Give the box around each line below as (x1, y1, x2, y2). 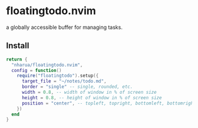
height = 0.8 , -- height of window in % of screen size (21, 94, 162, 101)
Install (6, 41, 29, 51)
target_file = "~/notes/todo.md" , (21, 78, 107, 84)
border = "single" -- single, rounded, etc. (21, 84, 133, 90)
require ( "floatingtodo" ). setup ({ (16, 73, 99, 79)
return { (6, 56, 28, 63)
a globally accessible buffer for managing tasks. (6, 24, 123, 31)
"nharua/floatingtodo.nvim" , (11, 62, 83, 68)
